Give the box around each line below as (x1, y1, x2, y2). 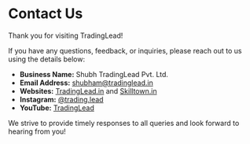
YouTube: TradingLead (19, 103, 94, 113)
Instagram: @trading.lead (19, 94, 104, 104)
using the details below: (8, 54, 85, 64)
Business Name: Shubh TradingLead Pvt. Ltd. (19, 69, 169, 79)
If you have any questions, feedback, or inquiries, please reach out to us (8, 46, 242, 55)
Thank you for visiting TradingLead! (8, 31, 123, 40)
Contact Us (8, 5, 83, 23)
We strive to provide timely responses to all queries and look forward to (8, 118, 240, 127)
